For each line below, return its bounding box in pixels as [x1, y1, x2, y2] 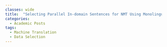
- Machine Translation [9, 30, 57, 35]
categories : [5, 16, 30, 21]
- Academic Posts [9, 21, 46, 26]
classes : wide [5, 7, 35, 12]
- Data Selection [9, 35, 46, 40]
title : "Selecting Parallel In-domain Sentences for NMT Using [5, 12, 141, 17]
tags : [5, 25, 16, 30]
